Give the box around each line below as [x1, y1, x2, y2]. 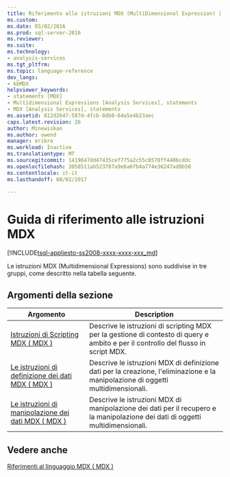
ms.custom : [7, 16, 38, 23]
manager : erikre [7, 138, 53, 145]
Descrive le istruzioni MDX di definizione [88, 358, 219, 368]
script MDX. [88, 347, 127, 357]
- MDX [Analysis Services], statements [7, 106, 121, 113]
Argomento [27, 310, 66, 319]
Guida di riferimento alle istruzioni [7, 211, 205, 227]
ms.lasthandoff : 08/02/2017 [7, 176, 88, 183]
